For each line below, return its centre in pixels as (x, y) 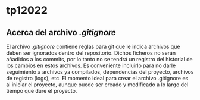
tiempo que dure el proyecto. (42, 91)
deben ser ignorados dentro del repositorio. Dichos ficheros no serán (91, 53)
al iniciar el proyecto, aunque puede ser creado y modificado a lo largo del (97, 85)
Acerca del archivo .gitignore (61, 32)
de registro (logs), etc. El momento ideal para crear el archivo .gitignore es (97, 78)
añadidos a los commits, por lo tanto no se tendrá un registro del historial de (100, 59)
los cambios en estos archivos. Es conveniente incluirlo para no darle (91, 65)
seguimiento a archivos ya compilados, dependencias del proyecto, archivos (100, 72)
